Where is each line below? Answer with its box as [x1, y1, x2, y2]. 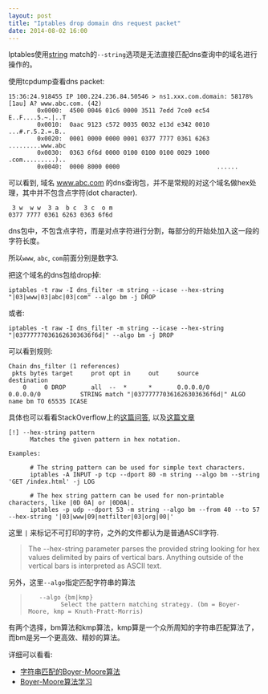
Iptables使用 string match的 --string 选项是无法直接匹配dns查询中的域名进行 [8, 50, 258, 59]
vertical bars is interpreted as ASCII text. [27, 561, 162, 570]
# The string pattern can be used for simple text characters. [29, 464, 246, 472]
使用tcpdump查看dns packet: [8, 77, 105, 87]
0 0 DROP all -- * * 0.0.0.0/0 [22, 384, 210, 392]
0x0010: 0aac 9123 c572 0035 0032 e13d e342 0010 [37, 121, 210, 129]
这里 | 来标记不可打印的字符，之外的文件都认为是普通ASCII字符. [8, 528, 219, 538]
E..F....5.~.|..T [8, 114, 67, 122]
